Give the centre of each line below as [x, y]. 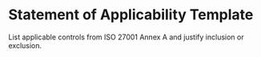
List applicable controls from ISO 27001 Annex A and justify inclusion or [126, 37]
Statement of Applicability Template [131, 15]
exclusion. [25, 45]
